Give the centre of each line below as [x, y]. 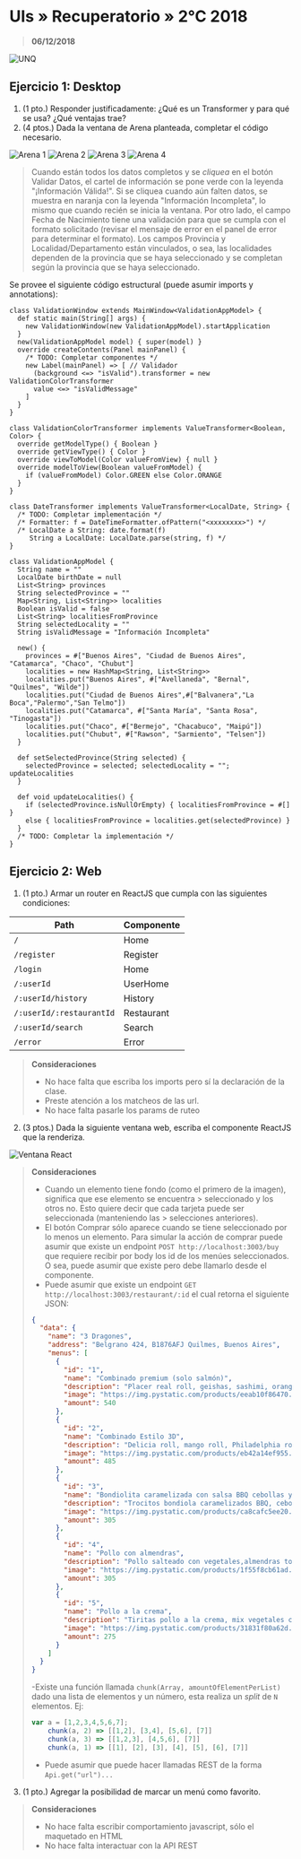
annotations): [34, 294]
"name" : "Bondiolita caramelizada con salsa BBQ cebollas [174, 1495]
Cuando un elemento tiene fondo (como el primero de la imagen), [165, 1189]
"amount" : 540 [90, 1403]
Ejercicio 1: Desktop [65, 87]
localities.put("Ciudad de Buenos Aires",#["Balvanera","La [140, 695]
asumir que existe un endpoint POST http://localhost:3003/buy [162, 1246]
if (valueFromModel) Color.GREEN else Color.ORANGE [124, 475]
